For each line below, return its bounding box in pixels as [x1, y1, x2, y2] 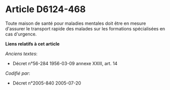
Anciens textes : [5, 51, 38, 57]
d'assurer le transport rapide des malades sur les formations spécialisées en [5, 25, 165, 31]
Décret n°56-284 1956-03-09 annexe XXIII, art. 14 [12, 60, 118, 66]
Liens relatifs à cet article [5, 40, 60, 47]
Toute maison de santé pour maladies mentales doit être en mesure [5, 20, 146, 26]
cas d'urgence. [5, 31, 37, 37]
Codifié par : [5, 70, 30, 76]
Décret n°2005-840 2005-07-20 [12, 80, 81, 86]
